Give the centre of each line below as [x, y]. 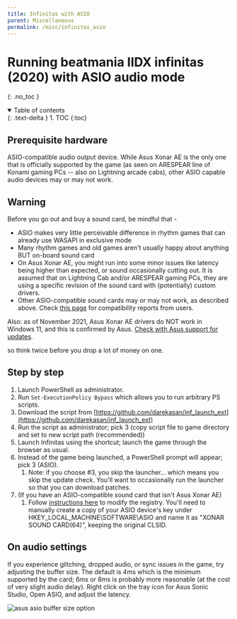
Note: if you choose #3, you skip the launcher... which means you [123, 472]
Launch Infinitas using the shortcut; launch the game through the [112, 442]
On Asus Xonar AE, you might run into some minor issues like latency [118, 262]
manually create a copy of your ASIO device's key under [110, 509]
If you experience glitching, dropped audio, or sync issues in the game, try [116, 564]
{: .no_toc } [23, 97]
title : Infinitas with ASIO [49, 14]
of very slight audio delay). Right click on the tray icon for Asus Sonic [108, 586]
